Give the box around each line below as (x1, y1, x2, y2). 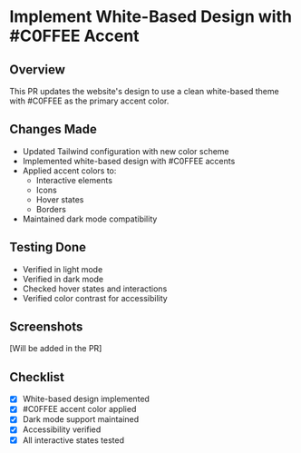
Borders (35, 203, 66, 214)
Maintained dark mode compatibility (22, 213, 158, 224)
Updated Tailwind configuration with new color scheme (22, 145, 229, 156)
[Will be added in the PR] (9, 343, 102, 354)
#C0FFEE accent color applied (22, 404, 137, 415)
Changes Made (9, 122, 97, 137)
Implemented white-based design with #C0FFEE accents (22, 155, 236, 166)
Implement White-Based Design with (9, 6, 293, 27)
